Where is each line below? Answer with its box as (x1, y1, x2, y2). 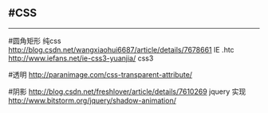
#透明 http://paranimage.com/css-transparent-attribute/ (8, 69, 193, 79)
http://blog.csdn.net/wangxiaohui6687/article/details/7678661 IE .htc (8, 45, 235, 54)
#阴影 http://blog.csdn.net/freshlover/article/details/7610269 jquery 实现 (8, 87, 246, 96)
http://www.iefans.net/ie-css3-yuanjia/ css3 (8, 53, 154, 63)
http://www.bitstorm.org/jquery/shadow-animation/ (8, 95, 177, 105)
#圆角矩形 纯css (8, 36, 61, 45)
